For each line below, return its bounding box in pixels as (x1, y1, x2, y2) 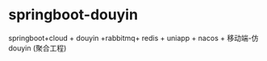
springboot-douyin (8, 6, 139, 24)
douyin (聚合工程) (8, 43, 67, 53)
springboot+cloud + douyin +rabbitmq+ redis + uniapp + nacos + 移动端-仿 (8, 33, 259, 43)
